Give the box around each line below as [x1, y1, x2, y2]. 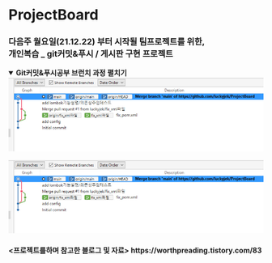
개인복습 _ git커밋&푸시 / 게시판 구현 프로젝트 [8, 49, 173, 60]
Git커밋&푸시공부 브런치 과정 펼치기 [15, 68, 127, 78]
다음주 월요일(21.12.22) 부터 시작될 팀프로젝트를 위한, [8, 36, 205, 48]
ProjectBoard [8, 6, 99, 24]
